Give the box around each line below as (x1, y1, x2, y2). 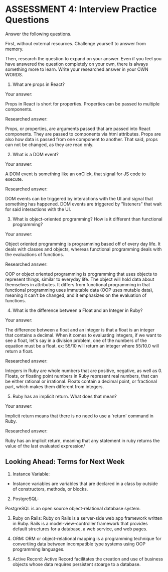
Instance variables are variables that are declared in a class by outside (12, 481, 158, 487)
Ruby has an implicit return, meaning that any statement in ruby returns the (5, 437, 160, 443)
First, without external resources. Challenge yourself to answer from (5, 40, 146, 46)
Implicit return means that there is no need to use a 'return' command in (5, 413, 154, 419)
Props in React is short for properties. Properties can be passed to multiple (5, 100, 160, 106)
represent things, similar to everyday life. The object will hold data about (5, 276, 154, 282)
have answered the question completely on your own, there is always (5, 61, 148, 67)
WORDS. (5, 71, 24, 77)
